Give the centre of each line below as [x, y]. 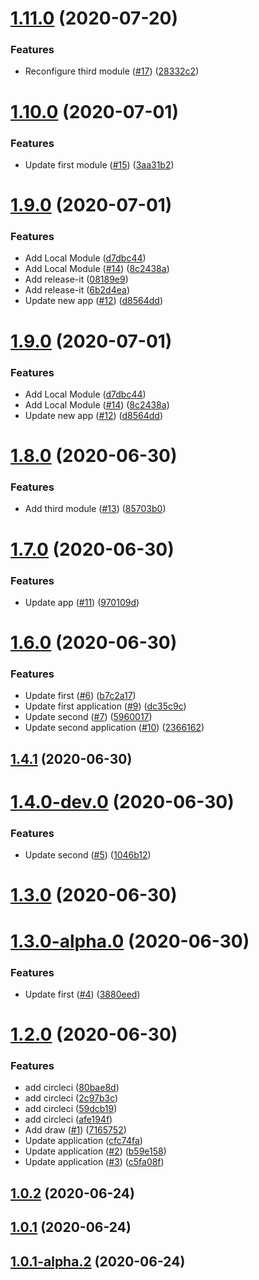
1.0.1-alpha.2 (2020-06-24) [98, 1261]
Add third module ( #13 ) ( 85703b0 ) [95, 509]
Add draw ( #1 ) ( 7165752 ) [75, 1130]
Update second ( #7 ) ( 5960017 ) [88, 717]
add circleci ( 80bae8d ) [72, 1088]
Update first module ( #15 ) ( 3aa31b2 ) [99, 164]
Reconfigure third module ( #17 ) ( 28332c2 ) [112, 71]
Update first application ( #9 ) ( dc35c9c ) [105, 706]
